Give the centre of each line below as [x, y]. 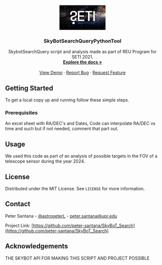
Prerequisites [21, 113]
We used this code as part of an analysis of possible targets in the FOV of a [81, 156]
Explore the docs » [82, 62]
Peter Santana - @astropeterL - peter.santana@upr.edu [61, 216]
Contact [18, 204]
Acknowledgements [37, 246]
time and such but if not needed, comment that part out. [62, 129]
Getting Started [29, 88]
